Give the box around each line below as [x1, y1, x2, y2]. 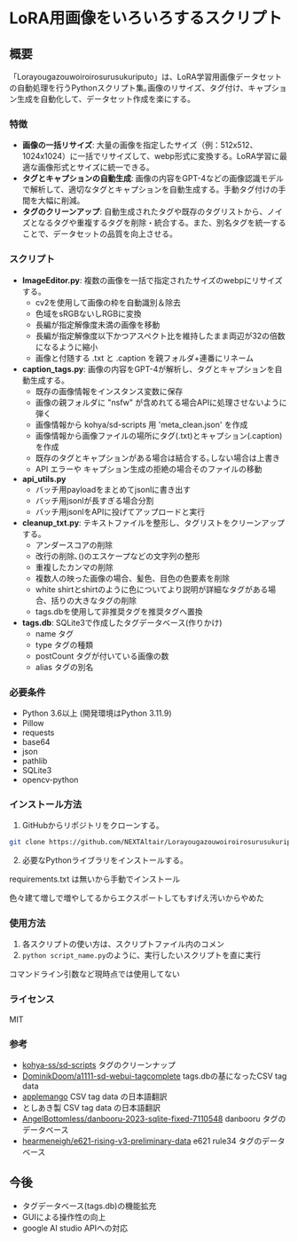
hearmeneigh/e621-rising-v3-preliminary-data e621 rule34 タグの [21, 1135, 263, 1146]
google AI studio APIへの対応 [21, 1222, 129, 1233]
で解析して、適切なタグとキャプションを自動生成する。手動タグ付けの [21, 184, 278, 195]
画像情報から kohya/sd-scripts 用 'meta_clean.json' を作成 [35, 419, 248, 430]
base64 [21, 736, 51, 747]
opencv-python [21, 774, 79, 785]
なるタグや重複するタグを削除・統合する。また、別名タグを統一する [37, 218, 286, 228]
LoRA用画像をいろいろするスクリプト [9, 8, 283, 28]
